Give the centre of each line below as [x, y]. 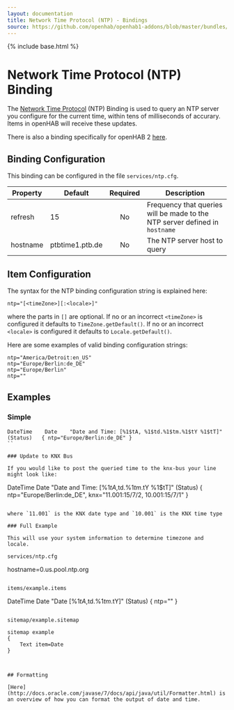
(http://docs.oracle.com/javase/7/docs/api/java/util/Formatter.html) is [117, 693]
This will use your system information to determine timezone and [106, 538]
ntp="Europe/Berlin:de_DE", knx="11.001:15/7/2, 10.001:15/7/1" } [98, 494]
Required [125, 193]
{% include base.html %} [43, 47]
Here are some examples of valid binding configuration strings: [97, 345]
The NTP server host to [185, 241]
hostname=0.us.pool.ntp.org [48, 569]
